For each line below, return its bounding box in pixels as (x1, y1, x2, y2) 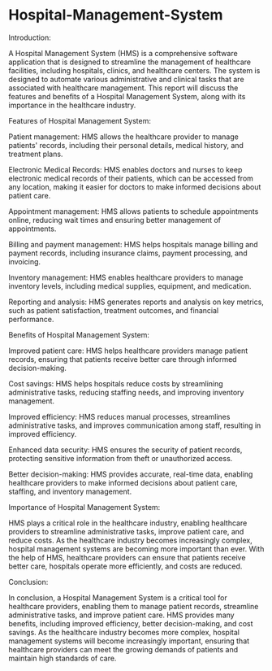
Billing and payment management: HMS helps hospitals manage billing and (8, 239, 258, 249)
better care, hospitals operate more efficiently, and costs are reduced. (8, 561, 243, 571)
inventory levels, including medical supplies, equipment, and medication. (8, 281, 252, 290)
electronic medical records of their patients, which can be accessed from (8, 173, 254, 183)
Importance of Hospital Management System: (8, 502, 161, 512)
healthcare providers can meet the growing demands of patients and (8, 644, 239, 654)
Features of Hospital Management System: (8, 115, 152, 125)
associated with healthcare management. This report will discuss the (8, 83, 239, 93)
